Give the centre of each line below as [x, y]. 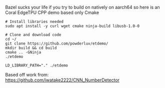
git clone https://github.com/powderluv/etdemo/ [57, 43]
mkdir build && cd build [31, 48]
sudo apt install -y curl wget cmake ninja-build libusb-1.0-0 [72, 26]
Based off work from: [27, 75]
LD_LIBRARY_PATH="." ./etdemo [37, 65]
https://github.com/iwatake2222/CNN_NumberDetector [62, 80]
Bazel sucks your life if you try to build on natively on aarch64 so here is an [82, 7]
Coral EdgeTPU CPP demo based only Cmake [52, 12]
